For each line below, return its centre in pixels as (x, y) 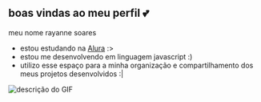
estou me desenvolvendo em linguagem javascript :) (106, 56)
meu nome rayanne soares (52, 32)
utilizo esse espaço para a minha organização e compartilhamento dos (137, 65)
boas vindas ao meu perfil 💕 (79, 13)
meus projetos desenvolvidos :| (72, 73)
